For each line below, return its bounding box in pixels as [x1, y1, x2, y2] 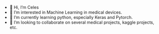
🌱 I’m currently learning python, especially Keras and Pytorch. [9, 15, 133, 20]
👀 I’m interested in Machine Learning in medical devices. [9, 9, 122, 15]
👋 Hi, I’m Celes [9, 5, 39, 10]
